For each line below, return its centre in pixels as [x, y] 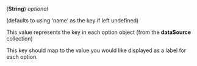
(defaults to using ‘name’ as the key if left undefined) [73, 20]
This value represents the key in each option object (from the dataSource [99, 32]
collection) [20, 38]
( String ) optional [27, 9]
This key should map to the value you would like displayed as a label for [96, 50]
